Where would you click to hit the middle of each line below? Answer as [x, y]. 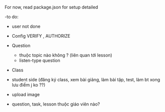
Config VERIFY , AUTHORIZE [41, 36]
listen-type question [40, 60]
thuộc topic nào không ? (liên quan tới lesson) [65, 55]
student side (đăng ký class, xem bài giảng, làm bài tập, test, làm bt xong [86, 80]
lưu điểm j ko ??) [28, 85]
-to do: [12, 17]
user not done [26, 26]
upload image [26, 94]
